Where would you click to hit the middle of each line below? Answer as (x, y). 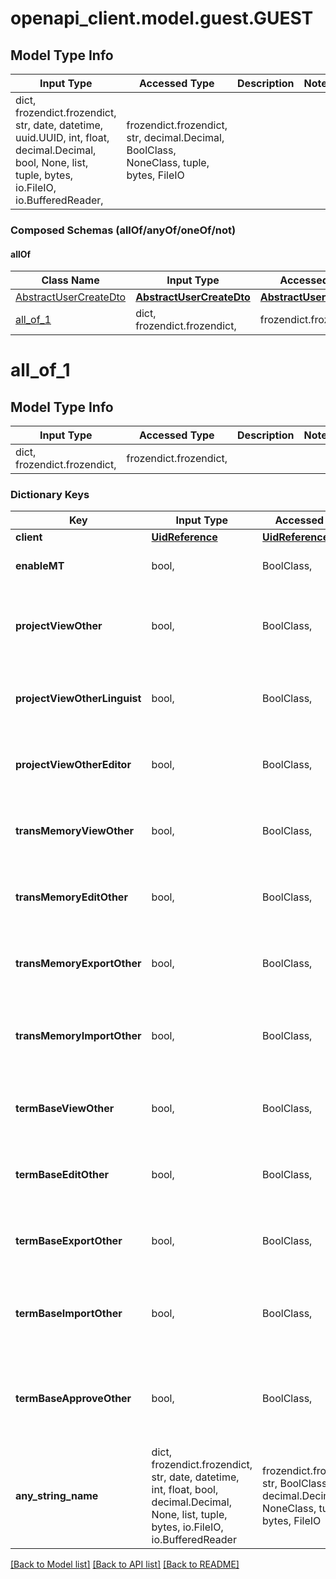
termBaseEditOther (62, 1175)
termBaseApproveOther (73, 1399)
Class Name (70, 280)
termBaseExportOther (69, 1241)
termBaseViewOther (65, 1109)
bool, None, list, (52, 162)
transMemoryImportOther (78, 1036)
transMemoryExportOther (78, 964)
